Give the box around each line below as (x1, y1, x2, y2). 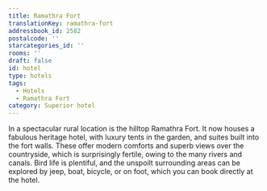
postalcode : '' (8, 34, 60, 43)
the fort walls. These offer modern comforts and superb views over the (8, 141, 244, 151)
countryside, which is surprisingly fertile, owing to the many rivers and (8, 150, 243, 160)
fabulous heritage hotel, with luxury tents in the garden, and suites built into (8, 132, 260, 142)
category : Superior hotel (8, 102, 95, 110)
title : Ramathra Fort (8, 11, 81, 20)
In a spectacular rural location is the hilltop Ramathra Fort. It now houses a (8, 124, 256, 134)
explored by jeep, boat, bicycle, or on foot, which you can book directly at (8, 167, 253, 176)
